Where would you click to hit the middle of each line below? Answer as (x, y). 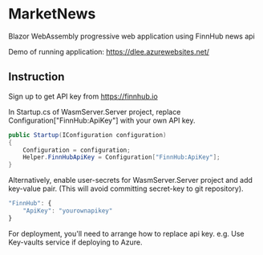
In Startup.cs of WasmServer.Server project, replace (95, 111)
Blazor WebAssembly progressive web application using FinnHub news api (131, 36)
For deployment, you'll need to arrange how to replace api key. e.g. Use (126, 233)
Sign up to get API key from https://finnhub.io (83, 96)
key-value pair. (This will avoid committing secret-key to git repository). (126, 188)
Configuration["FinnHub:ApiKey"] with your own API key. (102, 120)
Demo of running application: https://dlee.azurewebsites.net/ (109, 51)
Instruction (36, 77)
